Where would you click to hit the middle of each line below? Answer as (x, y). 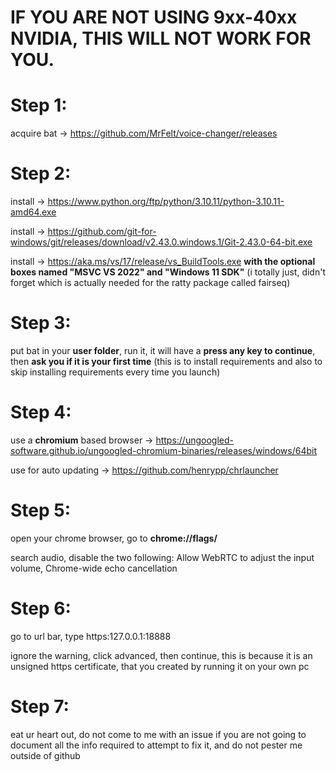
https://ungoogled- (194, 440)
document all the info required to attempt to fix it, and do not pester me (156, 745)
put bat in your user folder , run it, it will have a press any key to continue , (163, 350)
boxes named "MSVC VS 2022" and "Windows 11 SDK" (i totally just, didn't (168, 272)
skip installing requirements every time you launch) (115, 372)
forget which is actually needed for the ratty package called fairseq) (150, 283)
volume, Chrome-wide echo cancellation (94, 568)
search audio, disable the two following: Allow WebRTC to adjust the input (162, 557)
